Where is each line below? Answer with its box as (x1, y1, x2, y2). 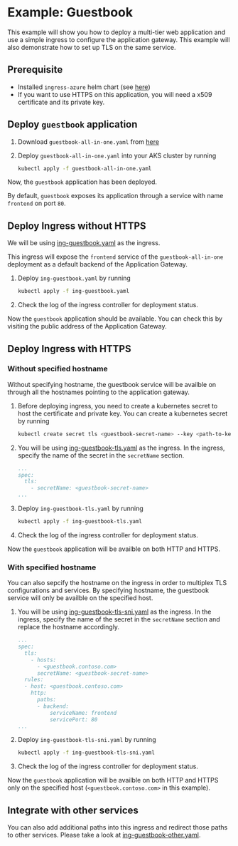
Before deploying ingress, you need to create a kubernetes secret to (17, 401, 218, 410)
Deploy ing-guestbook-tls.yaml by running (17, 504, 144, 513)
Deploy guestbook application (7, 118, 138, 130)
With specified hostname (7, 562, 97, 572)
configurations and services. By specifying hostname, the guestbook (7, 586, 210, 595)
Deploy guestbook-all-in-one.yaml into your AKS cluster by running (17, 151, 217, 160)
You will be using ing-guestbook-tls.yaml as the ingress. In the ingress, (17, 443, 225, 452)
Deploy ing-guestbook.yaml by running (17, 274, 131, 282)
